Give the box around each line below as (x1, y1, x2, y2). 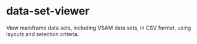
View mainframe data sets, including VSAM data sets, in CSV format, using (6, 24, 191, 31)
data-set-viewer (6, 4, 90, 18)
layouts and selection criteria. (6, 30, 79, 37)
